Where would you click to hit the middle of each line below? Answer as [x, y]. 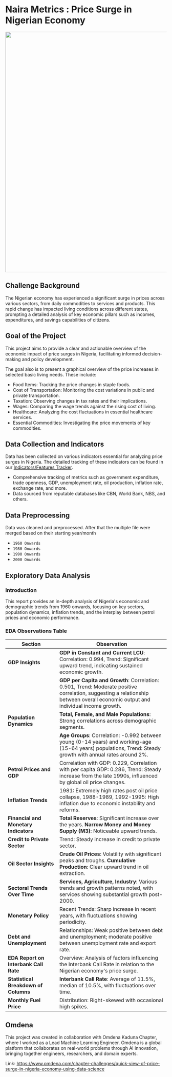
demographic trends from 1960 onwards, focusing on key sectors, [75, 607]
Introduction [21, 590]
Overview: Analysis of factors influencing [109, 958]
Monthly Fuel [24, 1000]
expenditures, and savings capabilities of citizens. [58, 320]
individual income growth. [90, 706]
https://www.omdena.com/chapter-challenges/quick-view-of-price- [88, 1063]
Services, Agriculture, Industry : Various [108, 882]
